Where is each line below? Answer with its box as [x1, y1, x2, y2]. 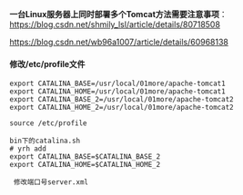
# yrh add [9, 144, 47, 153]
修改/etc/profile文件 [9, 58, 86, 69]
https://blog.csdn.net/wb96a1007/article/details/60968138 [9, 36, 229, 47]
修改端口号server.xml [13, 178, 89, 187]
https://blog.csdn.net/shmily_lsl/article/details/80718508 [9, 19, 221, 30]
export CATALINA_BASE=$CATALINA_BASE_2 [9, 152, 161, 161]
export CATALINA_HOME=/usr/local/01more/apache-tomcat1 [9, 87, 226, 96]
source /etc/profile [9, 119, 88, 128]
